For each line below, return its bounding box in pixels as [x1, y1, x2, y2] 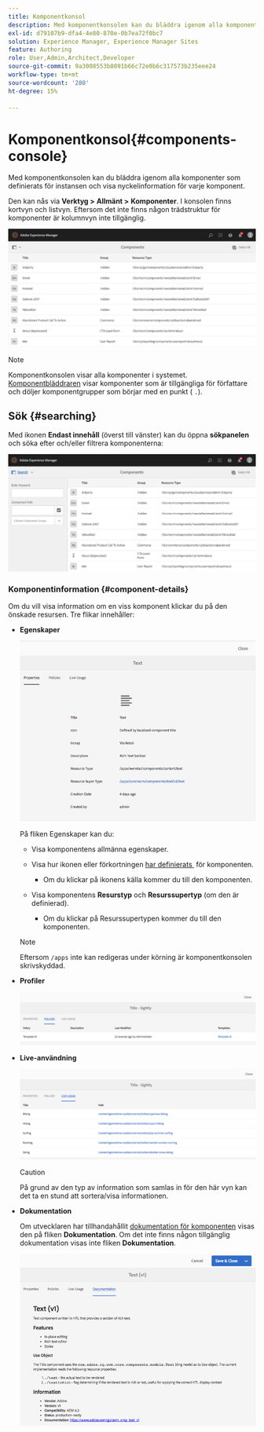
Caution [19, 1167, 46, 1177]
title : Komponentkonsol [8, 13, 86, 20]
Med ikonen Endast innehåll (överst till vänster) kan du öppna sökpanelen [8, 430, 250, 440]
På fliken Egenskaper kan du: [19, 829, 115, 838]
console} [8, 147, 68, 165]
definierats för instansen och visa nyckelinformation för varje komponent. [8, 181, 245, 191]
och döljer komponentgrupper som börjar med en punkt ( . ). [8, 386, 203, 396]
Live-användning [19, 1053, 77, 1062]
